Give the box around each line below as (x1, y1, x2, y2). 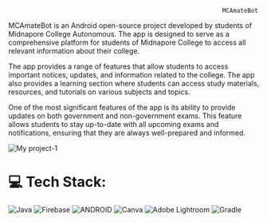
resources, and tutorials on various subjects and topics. (8, 87, 191, 97)
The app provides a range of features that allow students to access (8, 61, 229, 71)
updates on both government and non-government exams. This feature (8, 111, 242, 121)
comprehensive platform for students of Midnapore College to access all (8, 38, 246, 47)
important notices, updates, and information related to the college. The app (8, 70, 255, 79)
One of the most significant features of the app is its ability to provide (8, 103, 236, 112)
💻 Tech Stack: (8, 173, 107, 191)
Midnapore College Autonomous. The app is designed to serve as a (8, 30, 230, 38)
